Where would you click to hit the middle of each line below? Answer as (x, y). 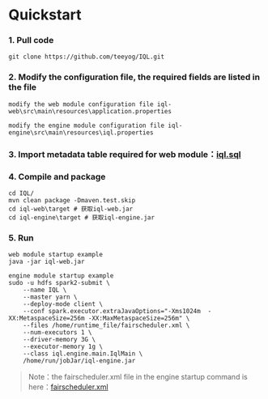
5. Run (21, 238)
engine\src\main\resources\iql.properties (81, 132)
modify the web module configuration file (81, 104)
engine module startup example (61, 276)
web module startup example (56, 255)
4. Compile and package (57, 176)
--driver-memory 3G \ (59, 340)
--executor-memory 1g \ (63, 347)
